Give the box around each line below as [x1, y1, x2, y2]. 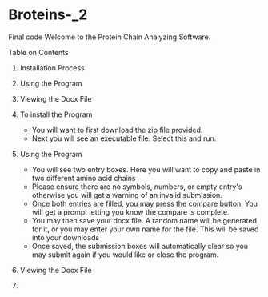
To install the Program [19, 110, 93, 119]
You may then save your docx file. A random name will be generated [31, 215, 258, 225]
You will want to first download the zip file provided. [31, 125, 203, 134]
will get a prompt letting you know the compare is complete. [31, 207, 230, 217]
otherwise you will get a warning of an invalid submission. [31, 190, 222, 199]
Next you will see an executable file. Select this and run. [31, 134, 217, 143]
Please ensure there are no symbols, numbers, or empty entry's [31, 182, 242, 191]
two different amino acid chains [31, 173, 136, 183]
